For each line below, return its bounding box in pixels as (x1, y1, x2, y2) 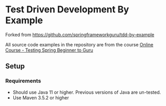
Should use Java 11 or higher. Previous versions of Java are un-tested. (12, 89, 161, 95)
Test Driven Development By (5, 4, 129, 15)
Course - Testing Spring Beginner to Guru (5, 47, 93, 53)
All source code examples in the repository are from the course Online (5, 41, 154, 47)
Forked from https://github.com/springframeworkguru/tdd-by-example (5, 31, 155, 38)
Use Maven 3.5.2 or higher (12, 94, 69, 101)
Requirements (5, 77, 42, 84)
